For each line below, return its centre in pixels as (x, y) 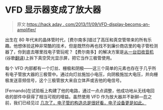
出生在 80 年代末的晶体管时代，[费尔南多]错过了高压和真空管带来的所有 (76, 40)
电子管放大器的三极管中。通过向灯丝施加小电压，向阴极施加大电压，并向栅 (83, 74)
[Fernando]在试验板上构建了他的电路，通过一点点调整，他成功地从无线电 (78, 91)
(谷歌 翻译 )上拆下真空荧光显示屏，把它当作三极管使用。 (60, 58)
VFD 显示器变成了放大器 (53, 10)
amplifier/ (26, 30)
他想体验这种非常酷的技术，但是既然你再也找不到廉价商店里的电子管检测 (86, 46)
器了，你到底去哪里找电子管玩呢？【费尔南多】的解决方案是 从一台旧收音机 (79, 52)
